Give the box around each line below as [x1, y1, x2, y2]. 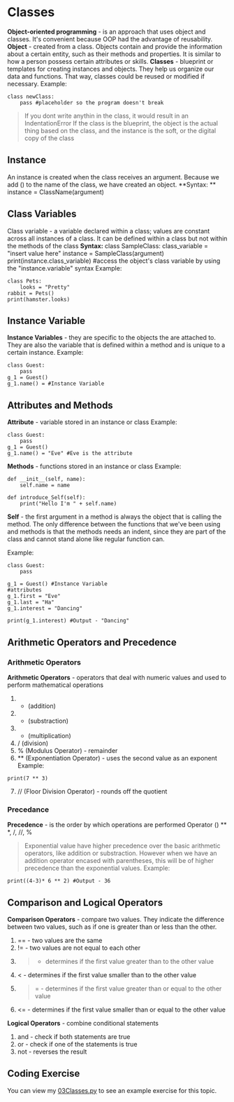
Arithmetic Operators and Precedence [7, 636, 177, 648]
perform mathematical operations [7, 681, 103, 689]
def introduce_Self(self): [7, 494, 86, 501]
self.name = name [20, 482, 71, 489]
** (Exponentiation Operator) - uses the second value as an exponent [17, 754, 218, 762]
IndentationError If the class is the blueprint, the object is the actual [24, 118, 219, 127]
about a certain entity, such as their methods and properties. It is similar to [7, 50, 221, 58]
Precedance [7, 804, 50, 814]
